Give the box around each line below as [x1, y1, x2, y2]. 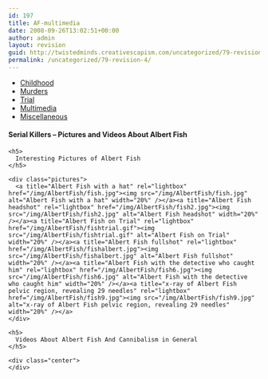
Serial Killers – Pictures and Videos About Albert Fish [8, 130, 187, 139]
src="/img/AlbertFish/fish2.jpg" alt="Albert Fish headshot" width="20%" [8, 210, 259, 219]
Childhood [19, 77, 54, 88]
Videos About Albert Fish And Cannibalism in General [15, 336, 198, 344]
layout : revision [8, 41, 66, 49]
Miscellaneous [19, 111, 68, 121]
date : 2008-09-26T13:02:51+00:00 [8, 26, 120, 34]
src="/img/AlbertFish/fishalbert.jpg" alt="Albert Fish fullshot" [8, 252, 234, 260]
